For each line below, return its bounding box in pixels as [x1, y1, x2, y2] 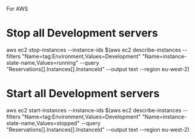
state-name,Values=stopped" [6, 119, 80, 126]
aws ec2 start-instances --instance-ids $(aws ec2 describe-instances [6, 106, 182, 114]
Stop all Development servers [6, 27, 159, 40]
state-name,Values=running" [6, 59, 79, 66]
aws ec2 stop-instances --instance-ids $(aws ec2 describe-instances [6, 46, 182, 53]
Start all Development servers [6, 87, 160, 100]
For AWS [6, 5, 28, 12]
